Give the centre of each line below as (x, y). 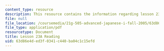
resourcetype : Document (29, 32)
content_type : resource (29, 9)
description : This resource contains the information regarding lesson (79, 14)
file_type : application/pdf (34, 28)
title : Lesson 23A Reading (32, 37)
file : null (16, 18)
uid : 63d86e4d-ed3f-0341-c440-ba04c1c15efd (50, 41)
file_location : (20, 23)
